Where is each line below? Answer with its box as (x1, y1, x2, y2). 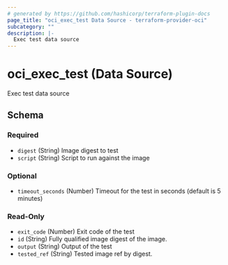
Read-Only (7, 211, 45, 221)
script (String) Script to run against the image (17, 153, 150, 162)
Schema (7, 109, 44, 121)
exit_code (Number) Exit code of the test (17, 227, 135, 236)
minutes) (17, 195, 43, 203)
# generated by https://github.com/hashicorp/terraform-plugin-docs (7, 10, 211, 17)
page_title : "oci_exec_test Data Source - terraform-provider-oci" (7, 17, 208, 24)
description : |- (7, 29, 54, 37)
